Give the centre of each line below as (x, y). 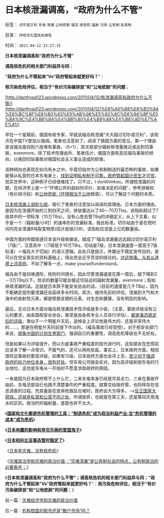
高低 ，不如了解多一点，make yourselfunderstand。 (69, 263)
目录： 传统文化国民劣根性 (29, 35)
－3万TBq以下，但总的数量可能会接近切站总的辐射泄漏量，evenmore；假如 (81, 280)
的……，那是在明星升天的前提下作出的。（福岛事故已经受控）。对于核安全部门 (82, 327)
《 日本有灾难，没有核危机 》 (33, 450)
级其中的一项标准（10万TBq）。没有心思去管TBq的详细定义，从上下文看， (79, 216)
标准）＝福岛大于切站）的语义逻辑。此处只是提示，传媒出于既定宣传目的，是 (82, 251)
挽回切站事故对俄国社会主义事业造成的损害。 (63, 159)
